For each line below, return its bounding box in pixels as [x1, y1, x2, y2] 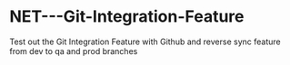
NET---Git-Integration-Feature [9, 6, 245, 27]
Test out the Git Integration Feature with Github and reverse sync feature [9, 36, 281, 47]
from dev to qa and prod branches [9, 45, 138, 56]
